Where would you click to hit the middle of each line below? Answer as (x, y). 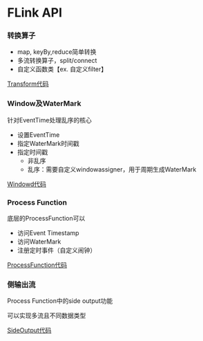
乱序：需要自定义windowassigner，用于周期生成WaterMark (112, 169)
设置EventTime (38, 135)
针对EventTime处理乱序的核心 (49, 120)
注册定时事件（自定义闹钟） (57, 250)
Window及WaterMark (44, 104)
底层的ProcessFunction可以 (46, 219)
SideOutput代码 (29, 331)
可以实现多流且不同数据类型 (47, 315)
